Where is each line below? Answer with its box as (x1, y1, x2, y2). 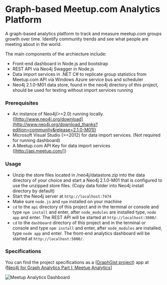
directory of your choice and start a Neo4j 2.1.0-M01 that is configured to (12, 177, 163, 183)
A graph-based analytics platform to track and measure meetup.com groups (5, 30, 162, 36)
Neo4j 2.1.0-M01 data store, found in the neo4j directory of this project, (12, 81, 159, 88)
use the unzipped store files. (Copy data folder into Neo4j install (12, 182, 144, 188)
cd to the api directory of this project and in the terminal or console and (12, 204, 159, 210)
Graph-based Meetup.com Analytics (5, 3, 161, 15)
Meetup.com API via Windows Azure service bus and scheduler (12, 76, 144, 82)
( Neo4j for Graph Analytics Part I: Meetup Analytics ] (5, 265, 112, 271)
